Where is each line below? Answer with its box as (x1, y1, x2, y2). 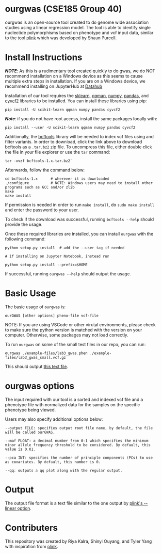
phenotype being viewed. (5, 407, 56, 412)
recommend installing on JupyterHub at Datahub (5, 83, 103, 89)
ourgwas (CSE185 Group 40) (5, 3, 122, 15)
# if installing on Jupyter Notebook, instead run (5, 253, 110, 259)
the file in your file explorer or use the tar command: (5, 149, 110, 155)
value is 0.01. (5, 447, 36, 452)
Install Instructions (5, 52, 82, 63)
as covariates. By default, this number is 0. (5, 459, 101, 464)
